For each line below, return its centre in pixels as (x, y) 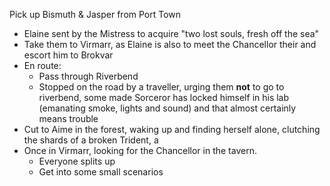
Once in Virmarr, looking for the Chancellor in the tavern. (140, 150)
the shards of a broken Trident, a (91, 140)
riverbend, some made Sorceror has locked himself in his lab (164, 97)
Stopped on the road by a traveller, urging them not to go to (161, 87)
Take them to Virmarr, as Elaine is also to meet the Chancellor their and (170, 44)
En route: (42, 65)
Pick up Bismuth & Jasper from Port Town (95, 14)
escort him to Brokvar (68, 55)
